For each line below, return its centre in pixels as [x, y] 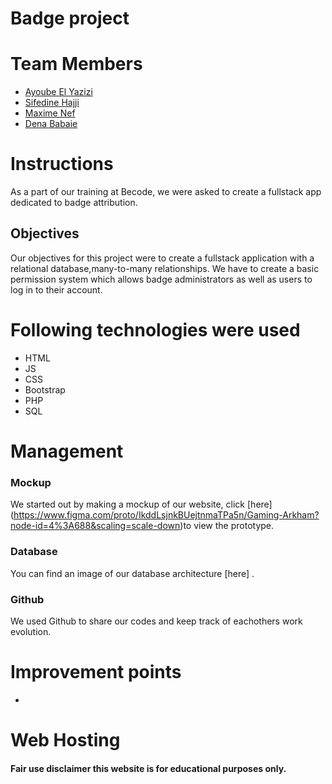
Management [67, 451]
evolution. [31, 631]
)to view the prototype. [227, 526]
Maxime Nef [50, 113]
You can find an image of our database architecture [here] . [132, 573]
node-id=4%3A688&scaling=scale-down [95, 526]
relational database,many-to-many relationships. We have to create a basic [165, 268]
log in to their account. [56, 289]
